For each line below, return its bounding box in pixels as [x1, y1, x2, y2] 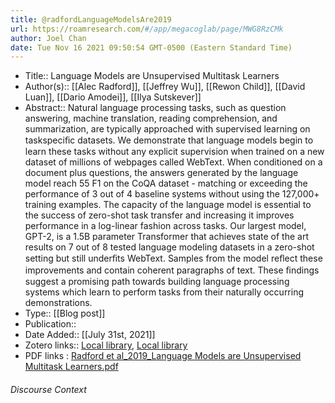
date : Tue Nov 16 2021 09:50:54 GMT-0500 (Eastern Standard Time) [10, 42, 293, 53]
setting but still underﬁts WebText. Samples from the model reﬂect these [24, 252, 323, 265]
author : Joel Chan [10, 33, 87, 43]
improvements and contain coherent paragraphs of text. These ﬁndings [24, 264, 320, 276]
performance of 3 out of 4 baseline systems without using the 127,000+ [24, 188, 320, 200]
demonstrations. [24, 297, 93, 309]
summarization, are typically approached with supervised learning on [24, 123, 311, 135]
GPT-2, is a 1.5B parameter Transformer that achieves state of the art [24, 231, 309, 243]
